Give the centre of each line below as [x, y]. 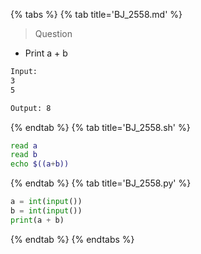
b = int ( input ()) [46, 211]
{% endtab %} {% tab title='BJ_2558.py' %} [101, 183]
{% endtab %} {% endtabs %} [72, 239]
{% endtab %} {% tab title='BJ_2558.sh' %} [100, 127]
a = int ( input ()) [46, 202]
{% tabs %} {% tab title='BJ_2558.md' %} [96, 14]
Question [53, 33]
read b [24, 155]
